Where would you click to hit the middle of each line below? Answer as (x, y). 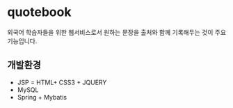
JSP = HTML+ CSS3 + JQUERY (62, 82)
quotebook (39, 12)
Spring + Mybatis (42, 97)
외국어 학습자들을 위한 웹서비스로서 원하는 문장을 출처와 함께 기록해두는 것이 (110, 32)
